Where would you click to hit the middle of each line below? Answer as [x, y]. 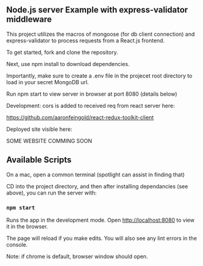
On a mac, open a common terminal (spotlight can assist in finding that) [95, 175]
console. [17, 244]
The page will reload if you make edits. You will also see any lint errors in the [101, 238]
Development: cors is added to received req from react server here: [91, 105]
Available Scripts [39, 160]
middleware [29, 20]
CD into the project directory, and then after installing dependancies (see [97, 186]
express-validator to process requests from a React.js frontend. [85, 40]
